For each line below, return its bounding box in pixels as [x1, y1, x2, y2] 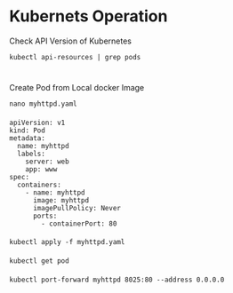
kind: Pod [9, 126, 46, 135]
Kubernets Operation [9, 6, 168, 27]
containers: [17, 180, 62, 189]
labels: [17, 149, 46, 158]
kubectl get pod [9, 256, 69, 265]
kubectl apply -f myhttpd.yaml [9, 238, 125, 247]
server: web [25, 157, 69, 166]
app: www [25, 164, 58, 174]
